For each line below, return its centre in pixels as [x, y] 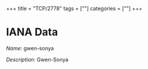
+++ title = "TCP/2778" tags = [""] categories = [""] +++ [74, 8]
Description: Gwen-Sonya [37, 59]
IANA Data [32, 32]
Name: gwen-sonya [30, 48]
